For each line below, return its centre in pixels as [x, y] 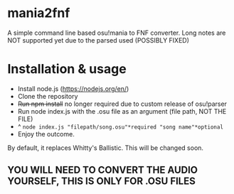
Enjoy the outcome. [46, 134]
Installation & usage [67, 69]
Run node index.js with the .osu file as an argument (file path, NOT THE [122, 111]
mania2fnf [39, 13]
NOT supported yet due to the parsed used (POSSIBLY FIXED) [99, 40]
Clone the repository [48, 96]
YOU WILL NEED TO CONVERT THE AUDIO [102, 170]
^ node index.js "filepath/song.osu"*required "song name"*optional [121, 126]
